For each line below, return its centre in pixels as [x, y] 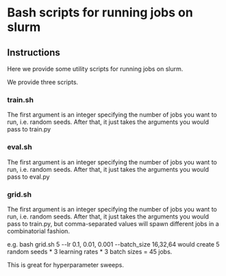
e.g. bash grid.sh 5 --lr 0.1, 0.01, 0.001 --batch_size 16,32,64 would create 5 [114, 244]
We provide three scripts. [43, 82]
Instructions [34, 52]
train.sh [21, 99]
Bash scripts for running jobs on [100, 13]
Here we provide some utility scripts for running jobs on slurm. [95, 69]
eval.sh [20, 147]
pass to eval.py [28, 177]
